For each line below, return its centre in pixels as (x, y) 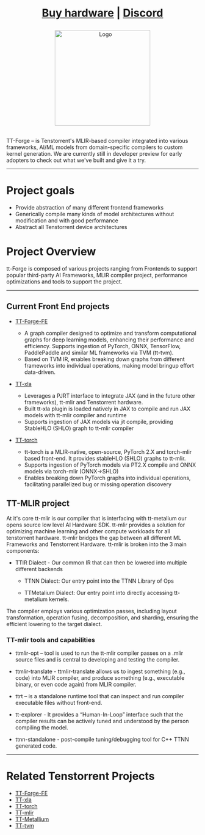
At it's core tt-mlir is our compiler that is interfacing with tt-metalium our (97, 518)
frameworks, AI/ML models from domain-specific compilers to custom (95, 147)
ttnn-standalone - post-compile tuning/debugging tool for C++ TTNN (102, 739)
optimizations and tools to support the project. (64, 282)
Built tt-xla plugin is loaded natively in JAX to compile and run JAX (107, 409)
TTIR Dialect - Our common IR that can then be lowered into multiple (101, 563)
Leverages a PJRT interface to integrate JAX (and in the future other (110, 396)
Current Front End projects (58, 306)
